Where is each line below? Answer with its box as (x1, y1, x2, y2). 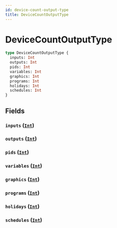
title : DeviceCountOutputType (5, 12, 69, 17)
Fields (5, 106, 25, 115)
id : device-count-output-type (5, 7, 69, 13)
